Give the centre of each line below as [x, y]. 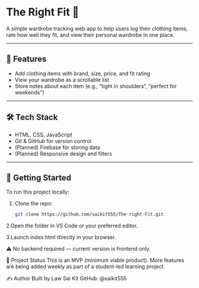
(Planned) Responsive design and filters [63, 153]
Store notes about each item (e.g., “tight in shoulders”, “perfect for [96, 86]
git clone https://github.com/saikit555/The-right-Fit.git [89, 214]
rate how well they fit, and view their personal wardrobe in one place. [90, 34]
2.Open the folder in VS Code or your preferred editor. [72, 226]
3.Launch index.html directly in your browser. [61, 238]
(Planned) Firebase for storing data [57, 147]
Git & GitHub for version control [53, 141]
